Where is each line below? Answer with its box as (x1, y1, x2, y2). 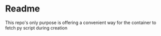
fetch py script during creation (5, 24, 68, 30)
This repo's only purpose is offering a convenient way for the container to (5, 19, 157, 25)
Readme (5, 3, 40, 14)
